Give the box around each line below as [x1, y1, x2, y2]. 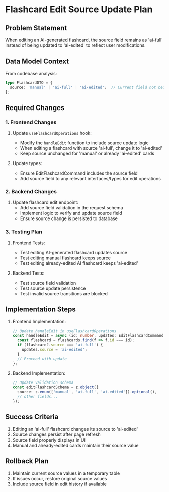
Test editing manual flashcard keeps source [20, 255, 111, 261]
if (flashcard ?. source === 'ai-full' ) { [17, 342, 103, 348]
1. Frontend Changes [5, 119, 57, 126]
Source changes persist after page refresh [12, 431, 101, 438]
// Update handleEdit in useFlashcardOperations [12, 328, 117, 334]
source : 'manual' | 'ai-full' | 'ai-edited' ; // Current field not [10, 85, 156, 90]
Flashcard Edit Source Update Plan [5, 4, 153, 15]
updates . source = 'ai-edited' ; [22, 347, 88, 352]
